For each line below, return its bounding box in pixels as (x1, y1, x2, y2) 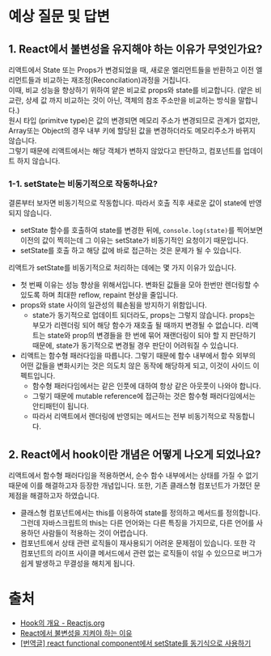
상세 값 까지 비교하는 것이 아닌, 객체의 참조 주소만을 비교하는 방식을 (25, 95, 237, 105)
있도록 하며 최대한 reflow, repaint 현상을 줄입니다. (19, 290, 179, 300)
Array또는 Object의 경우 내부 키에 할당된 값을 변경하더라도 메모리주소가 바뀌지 (8, 126, 256, 135)
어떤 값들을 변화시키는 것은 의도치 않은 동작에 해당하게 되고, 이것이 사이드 (19, 361, 252, 370)
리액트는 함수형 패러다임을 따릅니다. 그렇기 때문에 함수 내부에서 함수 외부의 (19, 351, 256, 361)
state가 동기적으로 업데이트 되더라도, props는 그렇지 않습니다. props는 (32, 311, 256, 320)
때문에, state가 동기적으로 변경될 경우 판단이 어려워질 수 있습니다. (32, 341, 239, 350)
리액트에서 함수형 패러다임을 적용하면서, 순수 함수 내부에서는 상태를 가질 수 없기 (8, 471, 259, 480)
